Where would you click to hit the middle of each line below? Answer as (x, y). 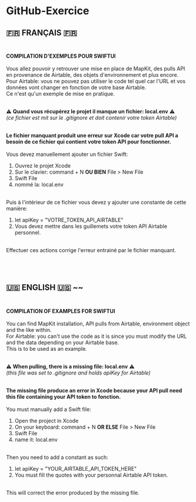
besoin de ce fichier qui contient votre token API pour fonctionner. (89, 142)
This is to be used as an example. (46, 348)
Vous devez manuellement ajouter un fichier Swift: (67, 154)
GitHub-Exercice (48, 11)
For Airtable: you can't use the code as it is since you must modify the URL (97, 336)
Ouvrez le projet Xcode (43, 166)
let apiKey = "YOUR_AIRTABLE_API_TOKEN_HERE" (76, 468)
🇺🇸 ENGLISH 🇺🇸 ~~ (45, 288)
